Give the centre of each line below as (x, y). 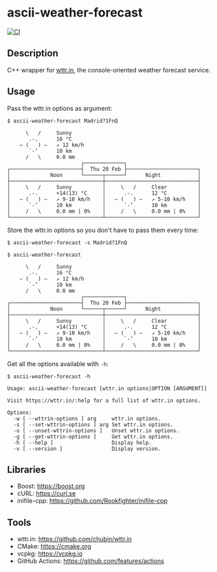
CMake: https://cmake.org (54, 547)
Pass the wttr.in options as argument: (60, 108)
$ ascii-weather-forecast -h (49, 377)
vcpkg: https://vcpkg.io (50, 554)
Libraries (26, 469)
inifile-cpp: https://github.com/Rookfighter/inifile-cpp (92, 501)
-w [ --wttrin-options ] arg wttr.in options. (87, 419)
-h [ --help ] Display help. (83, 443)
